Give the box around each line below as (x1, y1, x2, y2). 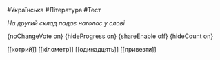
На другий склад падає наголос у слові (7, 19, 126, 27)
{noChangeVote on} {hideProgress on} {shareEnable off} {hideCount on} (7, 32, 214, 40)
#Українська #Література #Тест (7, 6, 101, 14)
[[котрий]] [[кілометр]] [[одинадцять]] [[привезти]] (7, 46, 157, 53)
